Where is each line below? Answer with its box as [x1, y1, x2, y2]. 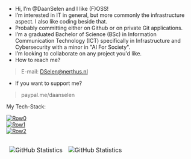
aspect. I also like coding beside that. [14, 18, 107, 25]
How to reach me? [14, 57, 61, 63]
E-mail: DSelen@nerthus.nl [20, 68, 89, 75]
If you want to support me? [14, 79, 83, 87]
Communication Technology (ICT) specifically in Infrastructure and [14, 37, 181, 44]
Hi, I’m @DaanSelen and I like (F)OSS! [14, 5, 109, 12]
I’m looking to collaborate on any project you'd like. [14, 50, 142, 57]
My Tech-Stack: [6, 103, 46, 110]
